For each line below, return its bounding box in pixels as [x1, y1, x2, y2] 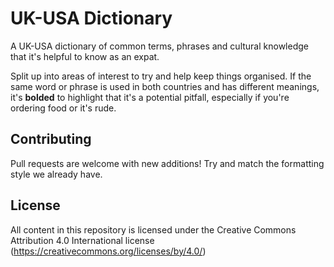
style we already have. [10, 168, 103, 180]
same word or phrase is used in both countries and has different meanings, [10, 80, 320, 92]
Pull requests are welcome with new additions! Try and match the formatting [10, 157, 325, 169]
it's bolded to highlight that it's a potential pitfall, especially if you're [10, 91, 290, 103]
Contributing [10, 131, 92, 148]
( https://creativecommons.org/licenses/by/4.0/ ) [10, 245, 207, 257]
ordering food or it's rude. [10, 102, 117, 114]
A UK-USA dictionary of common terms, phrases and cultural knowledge [10, 40, 309, 52]
